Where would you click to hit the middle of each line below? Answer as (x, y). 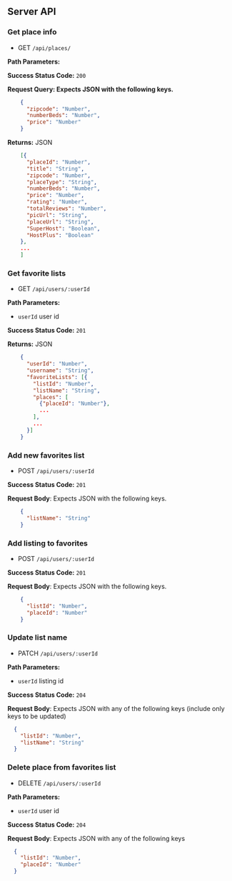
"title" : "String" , (55, 168)
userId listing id (41, 680)
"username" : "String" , (60, 371)
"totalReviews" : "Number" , (66, 209)
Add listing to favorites (47, 543)
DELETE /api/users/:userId (59, 783)
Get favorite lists (37, 273)
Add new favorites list (46, 455)
